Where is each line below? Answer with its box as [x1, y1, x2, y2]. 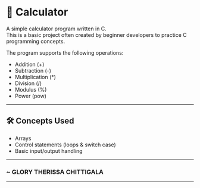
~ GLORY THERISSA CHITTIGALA [6, 168, 104, 176]
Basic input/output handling [14, 147, 83, 154]
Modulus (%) [14, 86, 47, 93]
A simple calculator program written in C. [6, 25, 107, 32]
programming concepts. [6, 37, 65, 45]
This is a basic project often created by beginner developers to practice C [6, 31, 187, 38]
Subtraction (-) [14, 67, 52, 74]
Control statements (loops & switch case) [14, 141, 116, 148]
